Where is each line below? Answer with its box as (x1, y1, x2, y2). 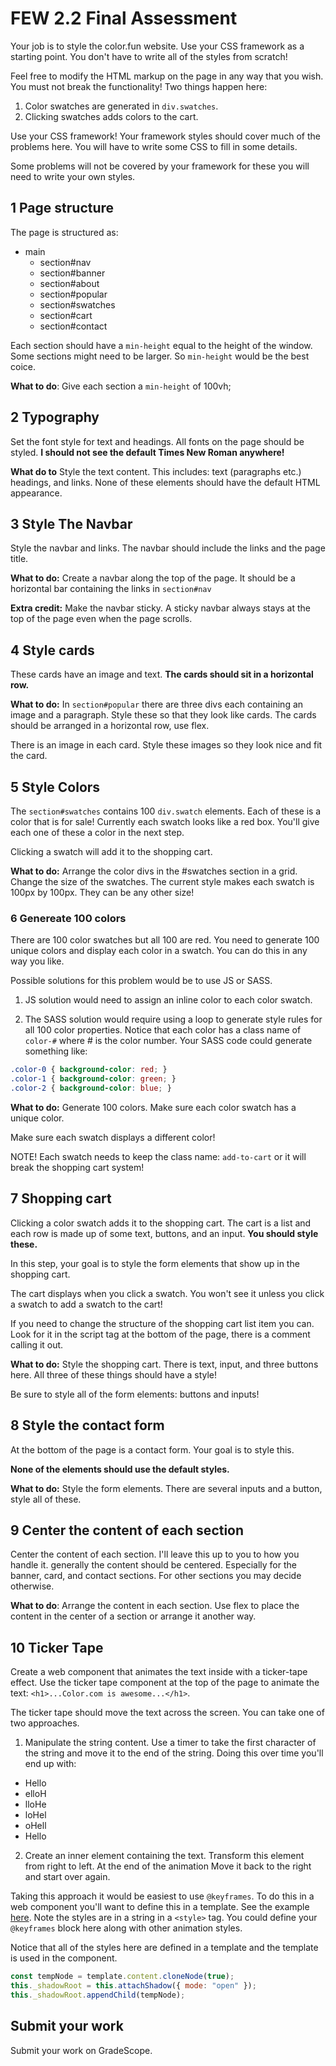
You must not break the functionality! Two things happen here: (10, 80, 268, 92)
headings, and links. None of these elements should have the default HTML (10, 476, 321, 488)
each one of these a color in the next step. (10, 827, 185, 838)
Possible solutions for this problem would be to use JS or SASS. (10, 975, 273, 987)
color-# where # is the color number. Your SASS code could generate (24, 1035, 313, 1047)
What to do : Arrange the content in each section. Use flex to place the (10, 1600, 300, 1612)
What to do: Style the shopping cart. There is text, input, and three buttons (10, 1358, 319, 1370)
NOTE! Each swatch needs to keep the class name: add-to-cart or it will (10, 1150, 307, 1162)
